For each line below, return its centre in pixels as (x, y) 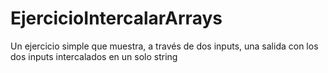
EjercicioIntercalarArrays (116, 18)
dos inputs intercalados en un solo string (94, 56)
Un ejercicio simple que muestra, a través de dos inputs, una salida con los (164, 46)
